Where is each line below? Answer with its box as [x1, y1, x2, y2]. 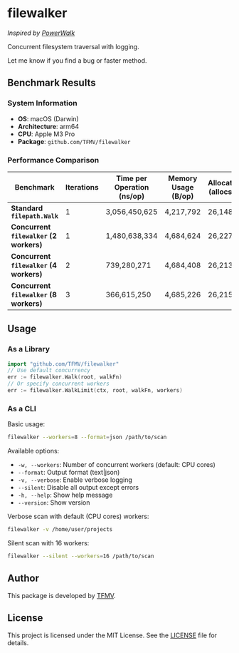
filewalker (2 [11, 230, 57, 240]
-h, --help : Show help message [17, 490, 113, 500]
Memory [168, 173, 198, 183]
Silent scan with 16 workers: [7, 539, 90, 547]
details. [7, 638, 29, 647]
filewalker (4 [11, 260, 57, 270]
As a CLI [7, 403, 37, 413]
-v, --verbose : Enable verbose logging [17, 475, 133, 484]
